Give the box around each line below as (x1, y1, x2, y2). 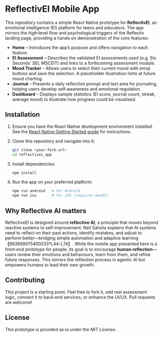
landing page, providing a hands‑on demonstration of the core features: (5, 35, 149, 41)
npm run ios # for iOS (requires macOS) (12, 193, 109, 198)
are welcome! (5, 299, 33, 305)
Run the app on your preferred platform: (12, 179, 93, 185)
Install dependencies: (12, 161, 56, 167)
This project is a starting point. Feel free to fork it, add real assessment (5, 289, 147, 295)
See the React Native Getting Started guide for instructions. (12, 128, 132, 135)
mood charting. (12, 76, 43, 81)
